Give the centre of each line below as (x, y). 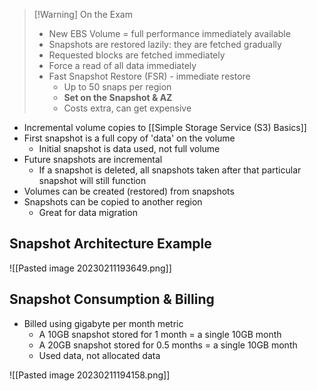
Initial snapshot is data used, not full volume (129, 148)
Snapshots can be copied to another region (113, 202)
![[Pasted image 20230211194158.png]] (90, 375)
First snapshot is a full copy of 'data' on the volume (129, 138)
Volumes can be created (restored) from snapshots (129, 191)
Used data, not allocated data (99, 355)
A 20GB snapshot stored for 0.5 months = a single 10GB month (168, 345)
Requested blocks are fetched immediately (137, 55)
